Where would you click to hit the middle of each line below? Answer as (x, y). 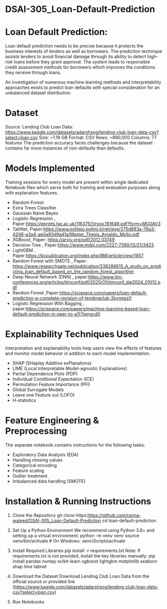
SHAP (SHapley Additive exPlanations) (52, 363)
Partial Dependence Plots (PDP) (45, 373)
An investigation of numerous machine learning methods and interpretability (83, 82)
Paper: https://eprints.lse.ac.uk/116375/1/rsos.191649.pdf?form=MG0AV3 (86, 224)
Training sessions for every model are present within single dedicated (77, 182)
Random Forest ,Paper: (36, 293)
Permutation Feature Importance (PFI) (51, 384)
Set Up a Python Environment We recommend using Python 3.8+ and (83, 530)
